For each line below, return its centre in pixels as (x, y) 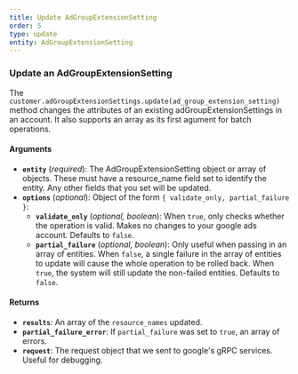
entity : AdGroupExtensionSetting (71, 42)
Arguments (31, 149)
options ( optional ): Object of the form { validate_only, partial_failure (156, 197)
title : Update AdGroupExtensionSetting (83, 17)
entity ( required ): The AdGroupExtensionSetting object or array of (144, 169)
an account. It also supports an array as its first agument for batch (130, 119)
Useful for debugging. (62, 360)
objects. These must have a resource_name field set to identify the (144, 178)
